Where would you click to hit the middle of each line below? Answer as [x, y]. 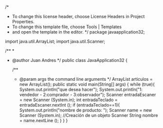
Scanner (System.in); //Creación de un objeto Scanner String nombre [89, 115]
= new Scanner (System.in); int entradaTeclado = [68, 100]
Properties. [23, 22]
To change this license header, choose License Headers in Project [78, 16]
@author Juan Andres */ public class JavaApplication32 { [70, 60]
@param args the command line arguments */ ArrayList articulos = [86, 79]
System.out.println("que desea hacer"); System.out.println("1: [81, 89]
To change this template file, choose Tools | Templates [67, 27]
